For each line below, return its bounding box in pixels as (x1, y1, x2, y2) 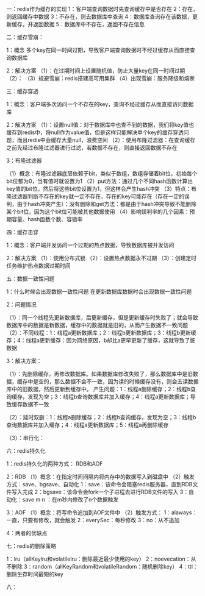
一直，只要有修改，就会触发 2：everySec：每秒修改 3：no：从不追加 (6, 517, 180, 523)
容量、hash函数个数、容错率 (11, 216, 83, 222)
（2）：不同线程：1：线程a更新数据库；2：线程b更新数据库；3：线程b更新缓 (6, 329, 196, 336)
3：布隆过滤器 (6, 157, 42, 164)
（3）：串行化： (6, 435, 45, 441)
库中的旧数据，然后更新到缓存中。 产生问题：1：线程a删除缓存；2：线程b (6, 386, 191, 392)
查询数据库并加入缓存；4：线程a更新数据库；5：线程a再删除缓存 (6, 421, 169, 428)
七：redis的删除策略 (6, 542, 57, 550)
